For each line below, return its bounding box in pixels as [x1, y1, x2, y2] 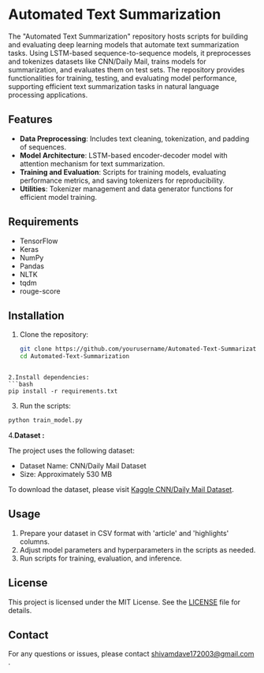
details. [8, 605, 32, 615]
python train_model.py [8, 416, 83, 424]
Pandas [19, 261, 45, 271]
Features [8, 113, 53, 127]
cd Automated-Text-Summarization [19, 353, 130, 361]
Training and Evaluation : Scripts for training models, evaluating [19, 167, 226, 176]
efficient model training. [19, 192, 97, 202]
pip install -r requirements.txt [8, 387, 118, 395]
